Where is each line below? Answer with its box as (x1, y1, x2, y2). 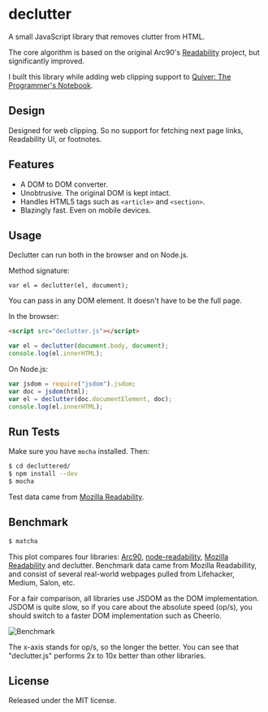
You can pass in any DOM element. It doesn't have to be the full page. (8, 296, 242, 305)
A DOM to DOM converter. (19, 179, 108, 189)
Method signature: (8, 265, 71, 276)
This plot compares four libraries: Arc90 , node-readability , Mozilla (8, 551, 229, 561)
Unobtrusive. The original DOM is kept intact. (19, 188, 171, 197)
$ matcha (8, 537, 38, 545)
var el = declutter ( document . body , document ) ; (8, 342, 169, 350)
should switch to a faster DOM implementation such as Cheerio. (8, 611, 222, 620)
